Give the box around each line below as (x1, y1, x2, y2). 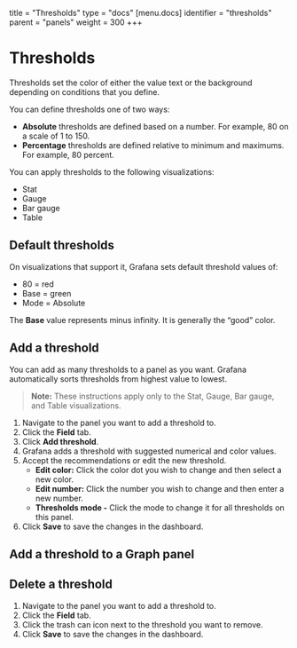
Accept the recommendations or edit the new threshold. (21, 454, 227, 465)
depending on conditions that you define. (9, 86, 160, 97)
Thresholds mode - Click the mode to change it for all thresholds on (35, 502, 285, 513)
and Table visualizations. (30, 399, 121, 411)
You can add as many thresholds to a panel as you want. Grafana (9, 364, 246, 375)
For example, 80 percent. (21, 149, 115, 160)
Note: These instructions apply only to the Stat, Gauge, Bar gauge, (30, 391, 275, 401)
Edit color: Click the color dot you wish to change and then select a (35, 464, 282, 475)
